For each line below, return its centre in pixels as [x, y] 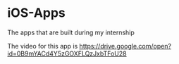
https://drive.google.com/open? [125, 46]
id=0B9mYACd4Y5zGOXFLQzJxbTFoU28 [67, 53]
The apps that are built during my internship [71, 32]
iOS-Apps [36, 13]
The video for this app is [43, 46]
